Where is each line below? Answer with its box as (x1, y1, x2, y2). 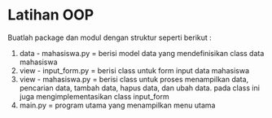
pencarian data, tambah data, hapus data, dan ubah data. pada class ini (19, 83, 260, 93)
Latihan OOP (7, 6, 94, 24)
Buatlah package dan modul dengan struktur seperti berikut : (7, 33, 213, 42)
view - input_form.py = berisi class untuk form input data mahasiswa (19, 65, 250, 75)
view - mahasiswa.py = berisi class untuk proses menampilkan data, (19, 74, 249, 84)
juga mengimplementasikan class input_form (19, 91, 170, 101)
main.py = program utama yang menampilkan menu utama (19, 100, 216, 110)
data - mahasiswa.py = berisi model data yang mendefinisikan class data (19, 48, 265, 58)
